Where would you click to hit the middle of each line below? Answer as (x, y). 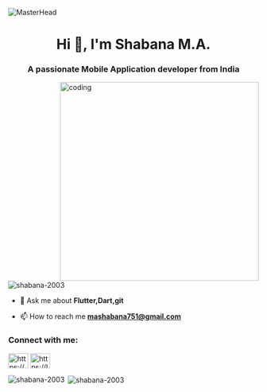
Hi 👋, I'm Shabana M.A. (133, 45)
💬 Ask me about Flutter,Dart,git (72, 301)
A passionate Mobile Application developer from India (133, 69)
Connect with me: (43, 340)
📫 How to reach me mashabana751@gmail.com (100, 316)
